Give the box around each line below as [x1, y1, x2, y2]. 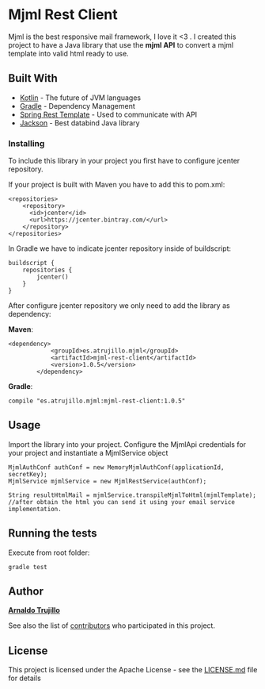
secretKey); [8, 470, 47, 478]
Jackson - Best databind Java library [19, 117, 140, 128]
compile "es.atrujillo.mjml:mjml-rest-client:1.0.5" [8, 397, 186, 406]
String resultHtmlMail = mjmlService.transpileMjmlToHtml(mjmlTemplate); [8, 491, 257, 499]
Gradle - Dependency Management [19, 101, 136, 110]
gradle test [8, 563, 47, 571]
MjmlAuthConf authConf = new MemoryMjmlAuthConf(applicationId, [8, 463, 225, 472]
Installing [8, 137, 45, 148]
